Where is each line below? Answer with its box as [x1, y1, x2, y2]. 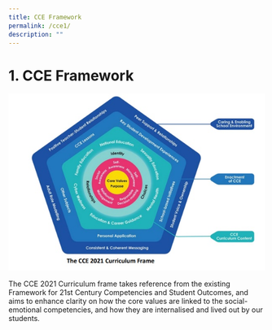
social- [224, 296, 248, 306]
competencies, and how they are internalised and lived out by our [43, 305, 263, 315]
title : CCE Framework [8, 13, 82, 21]
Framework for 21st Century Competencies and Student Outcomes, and [8, 287, 248, 297]
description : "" [8, 30, 64, 38]
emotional [8, 305, 42, 315]
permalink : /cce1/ [8, 21, 71, 30]
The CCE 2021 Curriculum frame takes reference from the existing [8, 279, 230, 289]
